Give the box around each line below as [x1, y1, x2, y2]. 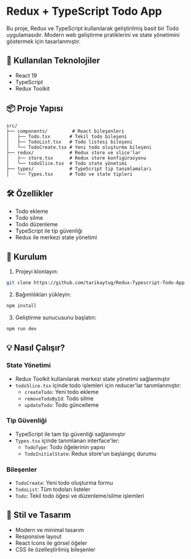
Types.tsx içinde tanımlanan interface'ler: [15, 437, 120, 444]
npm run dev [6, 325, 37, 332]
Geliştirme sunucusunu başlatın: [15, 314, 97, 321]
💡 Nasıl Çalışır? [6, 342, 66, 353]
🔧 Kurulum [6, 252, 47, 262]
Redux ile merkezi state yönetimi [15, 234, 97, 241]
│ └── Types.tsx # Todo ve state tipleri [6, 171, 133, 177]
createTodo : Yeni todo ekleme [24, 388, 99, 395]
